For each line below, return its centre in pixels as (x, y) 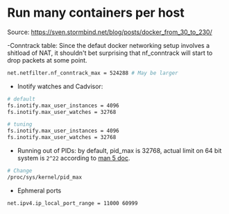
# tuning (20, 124)
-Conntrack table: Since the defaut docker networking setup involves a (109, 45)
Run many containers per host (96, 13)
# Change (20, 171)
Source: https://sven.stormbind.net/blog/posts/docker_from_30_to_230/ (110, 32)
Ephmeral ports (39, 190)
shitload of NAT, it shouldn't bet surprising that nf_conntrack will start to (110, 53)
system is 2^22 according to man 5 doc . (74, 158)
